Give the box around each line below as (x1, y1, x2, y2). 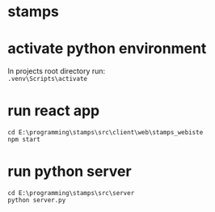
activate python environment (7, 40, 207, 58)
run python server (7, 163, 132, 180)
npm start (7, 136, 41, 144)
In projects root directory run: (7, 66, 106, 76)
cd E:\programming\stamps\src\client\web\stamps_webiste (7, 129, 204, 137)
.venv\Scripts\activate (7, 75, 88, 83)
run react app (7, 102, 100, 120)
